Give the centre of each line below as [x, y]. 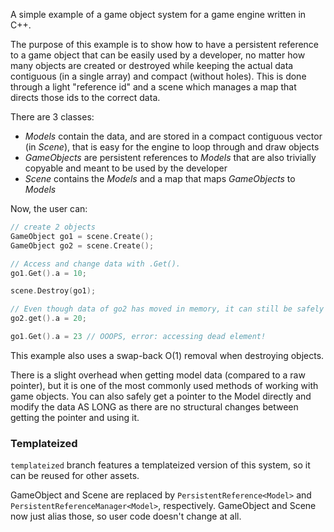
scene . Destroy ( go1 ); [53, 291]
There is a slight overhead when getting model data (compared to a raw [158, 375]
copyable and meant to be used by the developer [126, 168]
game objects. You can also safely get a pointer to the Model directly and [161, 396]
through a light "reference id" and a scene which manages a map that [153, 87]
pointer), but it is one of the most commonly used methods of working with [164, 385]
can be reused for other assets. [75, 476]
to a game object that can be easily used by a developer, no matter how [158, 55]
